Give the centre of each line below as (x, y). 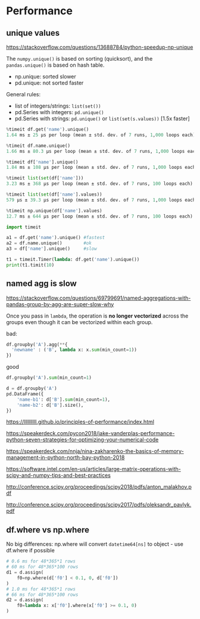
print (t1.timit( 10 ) (30, 265)
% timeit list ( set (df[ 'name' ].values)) (54, 194)
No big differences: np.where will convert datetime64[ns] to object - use (95, 544)
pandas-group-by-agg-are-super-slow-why (60, 304)
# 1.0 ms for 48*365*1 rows (41, 589)
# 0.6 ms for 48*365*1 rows (41, 561)
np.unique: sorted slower (45, 76)
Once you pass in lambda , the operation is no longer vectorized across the (97, 316)
